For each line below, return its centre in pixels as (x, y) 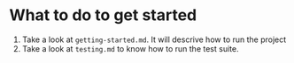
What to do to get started (103, 15)
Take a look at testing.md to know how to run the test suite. (130, 48)
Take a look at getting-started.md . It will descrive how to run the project (154, 39)
